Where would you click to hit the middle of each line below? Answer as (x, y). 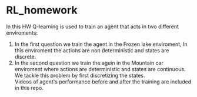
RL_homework (42, 10)
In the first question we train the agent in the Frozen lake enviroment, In (101, 44)
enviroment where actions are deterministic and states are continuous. (100, 69)
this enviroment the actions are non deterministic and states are (92, 50)
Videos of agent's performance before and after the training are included (103, 81)
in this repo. (29, 88)
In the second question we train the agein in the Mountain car (89, 63)
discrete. (25, 56)
